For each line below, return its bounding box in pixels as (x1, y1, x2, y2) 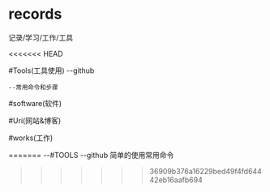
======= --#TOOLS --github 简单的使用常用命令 (8, 150, 174, 160)
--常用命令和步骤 (8, 83, 58, 92)
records (8, 5, 62, 23)
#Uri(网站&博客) (8, 115, 62, 126)
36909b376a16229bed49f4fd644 (149, 166, 262, 176)
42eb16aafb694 (149, 175, 203, 185)
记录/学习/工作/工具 (8, 32, 74, 42)
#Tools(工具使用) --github (8, 66, 95, 75)
